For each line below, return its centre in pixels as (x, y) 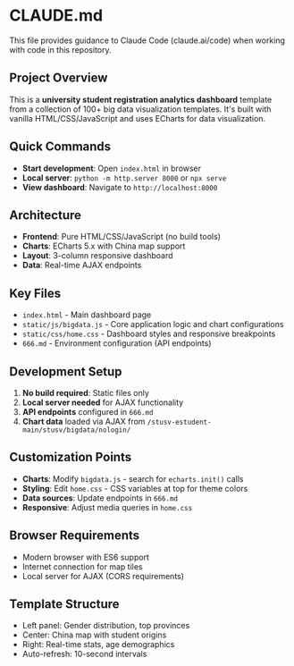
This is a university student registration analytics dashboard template (141, 99)
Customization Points (71, 457)
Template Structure (64, 604)
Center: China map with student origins (94, 635)
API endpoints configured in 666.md (88, 412)
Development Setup (66, 371)
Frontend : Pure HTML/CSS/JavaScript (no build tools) (122, 237)
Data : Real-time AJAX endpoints (82, 266)
